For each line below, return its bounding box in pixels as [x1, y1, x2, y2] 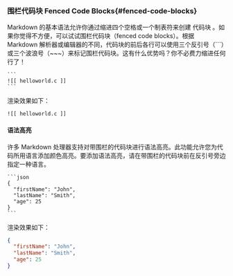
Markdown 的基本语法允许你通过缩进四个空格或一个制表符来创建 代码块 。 [7, 23, 219, 32]
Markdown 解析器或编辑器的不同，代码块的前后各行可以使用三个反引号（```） [7, 40, 225, 49]
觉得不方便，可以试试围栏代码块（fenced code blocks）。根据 [19, 32, 195, 40]
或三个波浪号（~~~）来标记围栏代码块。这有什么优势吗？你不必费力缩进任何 [7, 49, 226, 57]
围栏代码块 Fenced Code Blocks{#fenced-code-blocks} [7, 6, 198, 15]
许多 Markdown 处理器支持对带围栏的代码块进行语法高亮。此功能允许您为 [7, 142, 217, 151]
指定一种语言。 [7, 160, 50, 168]
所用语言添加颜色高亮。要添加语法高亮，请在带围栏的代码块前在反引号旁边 [12, 151, 226, 160]
